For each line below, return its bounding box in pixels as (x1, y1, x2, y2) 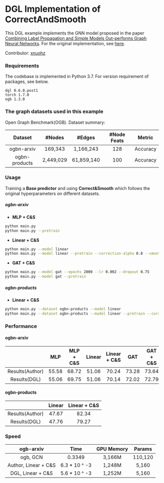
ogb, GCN (20, 454, 43, 461)
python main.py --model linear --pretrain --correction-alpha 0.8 (5, 251, 143, 256)
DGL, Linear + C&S (10, 470, 53, 477)
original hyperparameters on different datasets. (5, 190, 100, 196)
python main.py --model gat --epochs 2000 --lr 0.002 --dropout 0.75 (5, 269, 150, 274)
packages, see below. (5, 79, 49, 84)
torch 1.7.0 (5, 92, 29, 98)
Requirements (5, 62, 40, 69)
